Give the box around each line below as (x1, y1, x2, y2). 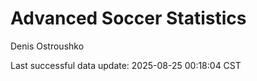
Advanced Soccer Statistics (10, 7, 247, 30)
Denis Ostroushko (10, 40, 85, 52)
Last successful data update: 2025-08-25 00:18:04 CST (10, 59, 242, 71)
